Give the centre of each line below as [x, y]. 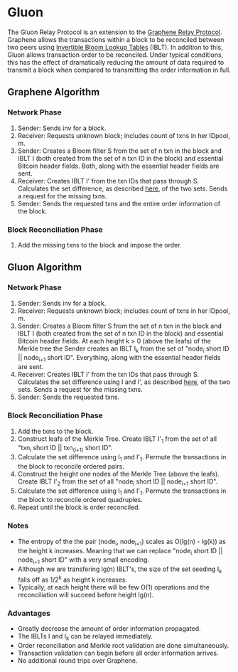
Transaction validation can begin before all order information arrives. [118, 653]
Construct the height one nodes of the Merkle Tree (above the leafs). [119, 474]
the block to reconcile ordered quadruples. [80, 500]
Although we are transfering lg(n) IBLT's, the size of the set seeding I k [120, 570]
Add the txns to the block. [55, 431]
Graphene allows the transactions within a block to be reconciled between [116, 39]
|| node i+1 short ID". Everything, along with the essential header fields [119, 358]
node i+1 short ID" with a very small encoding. [83, 561]
